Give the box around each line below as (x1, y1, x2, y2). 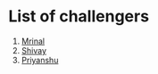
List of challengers (8, 6, 149, 27)
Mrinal (21, 36, 46, 46)
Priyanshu (21, 54, 59, 65)
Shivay (21, 45, 46, 55)
